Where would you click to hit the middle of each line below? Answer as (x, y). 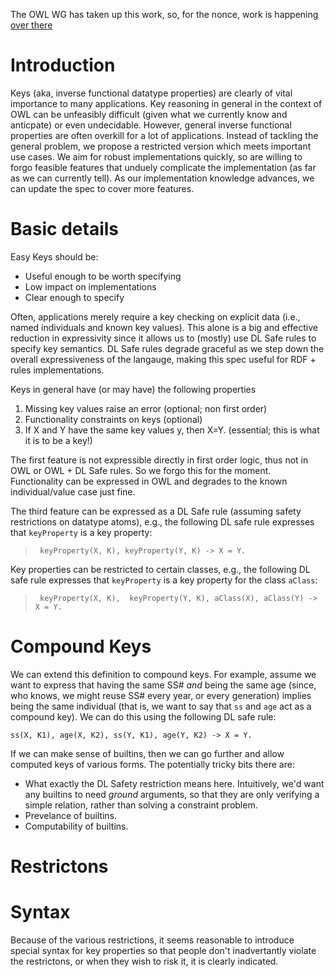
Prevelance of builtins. (71, 815)
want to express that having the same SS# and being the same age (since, (163, 685)
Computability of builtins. (76, 826)
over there (31, 25)
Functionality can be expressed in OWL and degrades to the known (149, 481)
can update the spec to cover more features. (102, 188)
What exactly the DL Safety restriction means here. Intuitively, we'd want (174, 783)
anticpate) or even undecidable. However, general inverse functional (151, 125)
